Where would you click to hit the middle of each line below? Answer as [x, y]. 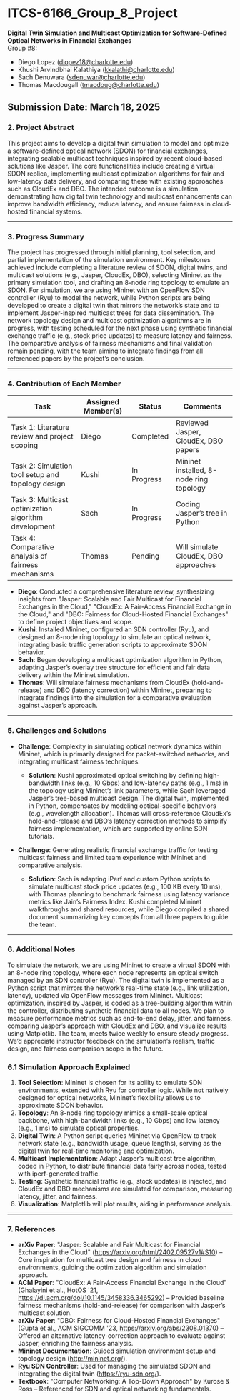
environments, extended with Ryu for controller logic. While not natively [123, 1090]
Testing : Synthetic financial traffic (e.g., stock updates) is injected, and [122, 1181]
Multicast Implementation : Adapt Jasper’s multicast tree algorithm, [117, 1159]
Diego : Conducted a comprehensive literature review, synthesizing [116, 591]
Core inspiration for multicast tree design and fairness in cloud [110, 1260]
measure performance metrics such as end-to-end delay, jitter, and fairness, [120, 1018]
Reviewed [192, 423]
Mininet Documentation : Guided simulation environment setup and [117, 1351]
